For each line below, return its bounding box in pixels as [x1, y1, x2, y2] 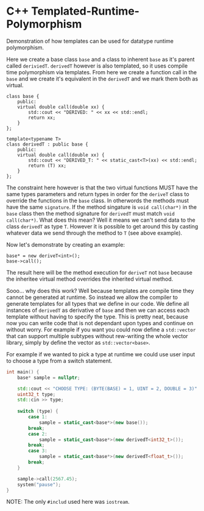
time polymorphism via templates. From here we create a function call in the [6, 68, 197, 76]
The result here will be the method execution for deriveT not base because [6, 269, 193, 276]
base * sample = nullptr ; [17, 375, 80, 381]
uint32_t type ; [17, 391, 56, 397]
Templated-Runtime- [31, 4, 140, 18]
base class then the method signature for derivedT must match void [6, 210, 175, 217]
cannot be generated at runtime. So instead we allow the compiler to [6, 294, 178, 301]
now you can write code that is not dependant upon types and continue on [6, 319, 194, 326]
